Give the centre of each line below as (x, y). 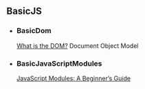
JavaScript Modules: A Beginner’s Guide (74, 78)
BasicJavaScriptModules (59, 63)
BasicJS (24, 11)
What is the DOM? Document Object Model (77, 46)
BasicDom (34, 31)
